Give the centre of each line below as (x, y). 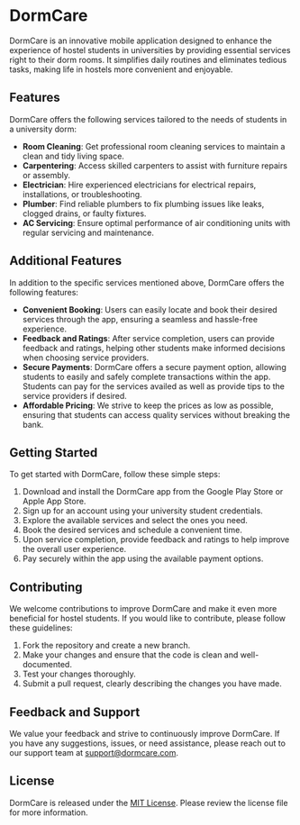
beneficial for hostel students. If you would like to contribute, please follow (148, 619)
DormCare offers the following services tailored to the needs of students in (148, 119)
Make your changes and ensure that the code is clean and (130, 655)
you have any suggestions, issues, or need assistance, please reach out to (148, 743)
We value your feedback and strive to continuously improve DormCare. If (145, 734)
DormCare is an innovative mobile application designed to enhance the (141, 41)
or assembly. (46, 175)
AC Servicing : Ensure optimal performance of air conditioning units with (156, 222)
